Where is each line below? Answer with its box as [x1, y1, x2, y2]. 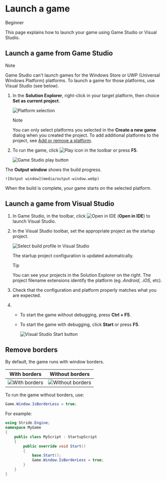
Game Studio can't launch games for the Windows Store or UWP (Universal [5, 72, 160, 78]
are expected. [12, 292, 41, 298]
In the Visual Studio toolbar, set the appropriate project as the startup [12, 228, 155, 234]
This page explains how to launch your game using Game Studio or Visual [5, 29, 157, 35]
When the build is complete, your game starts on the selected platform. [5, 185, 151, 191]
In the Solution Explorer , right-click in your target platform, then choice [12, 92, 159, 98]
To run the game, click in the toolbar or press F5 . [12, 147, 138, 153]
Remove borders [5, 345, 58, 354]
